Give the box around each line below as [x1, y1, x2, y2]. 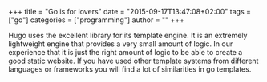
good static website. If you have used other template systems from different [8, 56, 259, 65]
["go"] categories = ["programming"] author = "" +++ [8, 15, 185, 25]
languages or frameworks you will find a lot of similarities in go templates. [8, 64, 252, 74]
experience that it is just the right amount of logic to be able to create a [8, 48, 243, 57]
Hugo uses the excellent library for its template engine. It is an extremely [8, 31, 248, 40]
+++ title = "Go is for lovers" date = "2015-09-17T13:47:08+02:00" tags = [8, 7, 251, 16]
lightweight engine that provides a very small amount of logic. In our [8, 39, 233, 49]
